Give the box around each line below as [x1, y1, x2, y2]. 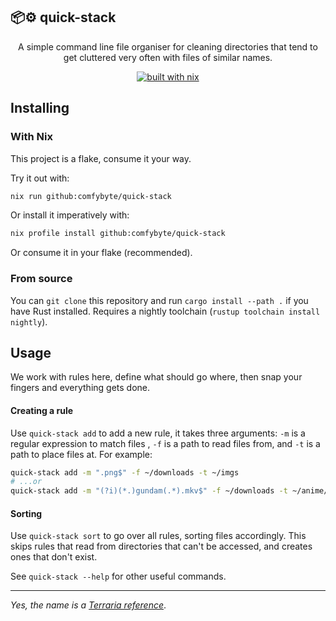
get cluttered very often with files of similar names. [63, 51, 273, 63]
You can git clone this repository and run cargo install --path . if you [10, 294, 309, 306]
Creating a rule [10, 404, 74, 416]
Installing [10, 100, 70, 117]
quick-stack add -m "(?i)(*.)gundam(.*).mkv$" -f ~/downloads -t [10, 486, 288, 496]
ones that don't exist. [10, 551, 98, 563]
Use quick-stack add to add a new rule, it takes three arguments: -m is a [10, 427, 306, 439]
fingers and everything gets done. [10, 382, 151, 394]
